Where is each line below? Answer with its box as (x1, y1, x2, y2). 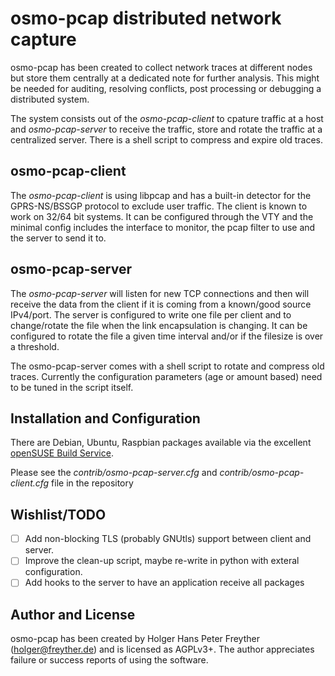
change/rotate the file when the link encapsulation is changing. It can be (10, 319, 308, 331)
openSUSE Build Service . (10, 447, 114, 459)
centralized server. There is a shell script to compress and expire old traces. (10, 133, 323, 146)
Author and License (10, 606, 136, 623)
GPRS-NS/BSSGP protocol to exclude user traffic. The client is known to (10, 200, 308, 212)
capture (10, 28, 77, 51)
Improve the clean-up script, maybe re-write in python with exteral (24, 555, 300, 567)
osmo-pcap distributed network (10, 7, 282, 30)
